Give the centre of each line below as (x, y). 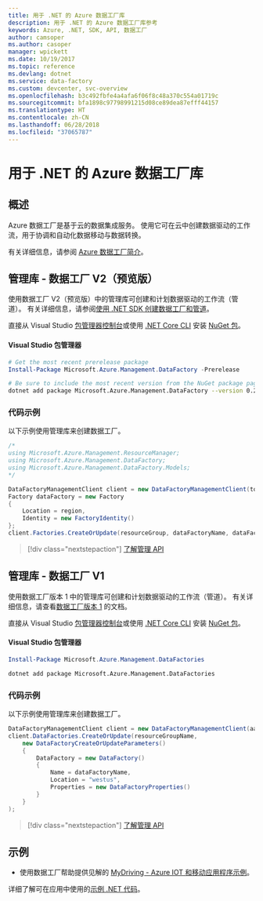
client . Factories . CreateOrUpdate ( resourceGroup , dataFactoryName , (119, 533)
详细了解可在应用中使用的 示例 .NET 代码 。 (76, 889)
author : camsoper (36, 37)
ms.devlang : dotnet (40, 74)
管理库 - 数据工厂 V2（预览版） (83, 279)
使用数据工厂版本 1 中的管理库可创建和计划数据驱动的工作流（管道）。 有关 (127, 596)
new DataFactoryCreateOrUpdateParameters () (94, 743)
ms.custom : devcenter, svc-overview (68, 88)
